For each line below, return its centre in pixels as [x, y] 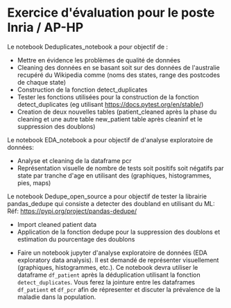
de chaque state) [42, 82]
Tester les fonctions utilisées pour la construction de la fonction [108, 97]
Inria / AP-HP [45, 27]
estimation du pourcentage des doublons [76, 239]
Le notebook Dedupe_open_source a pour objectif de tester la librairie [107, 196]
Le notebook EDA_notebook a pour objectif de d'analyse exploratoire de [110, 139]
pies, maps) [34, 182]
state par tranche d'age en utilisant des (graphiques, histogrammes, [114, 176]
